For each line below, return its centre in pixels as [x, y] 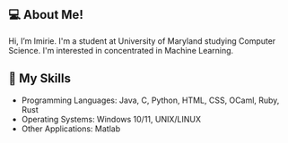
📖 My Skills [39, 79]
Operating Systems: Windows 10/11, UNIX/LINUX [111, 119]
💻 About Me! [46, 15]
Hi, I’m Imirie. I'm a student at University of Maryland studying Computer [142, 41]
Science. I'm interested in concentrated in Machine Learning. [121, 50]
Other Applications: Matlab [71, 129]
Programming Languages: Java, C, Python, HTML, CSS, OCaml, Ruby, [150, 100]
